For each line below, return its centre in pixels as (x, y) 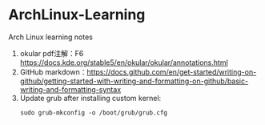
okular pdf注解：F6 (52, 53)
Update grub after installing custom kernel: (90, 98)
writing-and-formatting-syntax (70, 89)
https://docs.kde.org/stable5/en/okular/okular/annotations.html (124, 62)
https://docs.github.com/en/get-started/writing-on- (172, 72)
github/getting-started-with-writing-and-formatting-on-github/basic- (134, 81)
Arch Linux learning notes (51, 37)
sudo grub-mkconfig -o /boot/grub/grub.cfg (94, 113)
